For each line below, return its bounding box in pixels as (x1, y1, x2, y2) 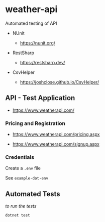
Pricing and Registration (5, 120, 65, 127)
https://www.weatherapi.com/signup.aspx (12, 141, 99, 147)
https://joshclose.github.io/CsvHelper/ (20, 79, 99, 85)
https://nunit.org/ (20, 39, 56, 46)
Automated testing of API (5, 20, 57, 26)
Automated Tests (5, 190, 60, 198)
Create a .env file (5, 165, 41, 171)
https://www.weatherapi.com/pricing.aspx (12, 131, 100, 138)
